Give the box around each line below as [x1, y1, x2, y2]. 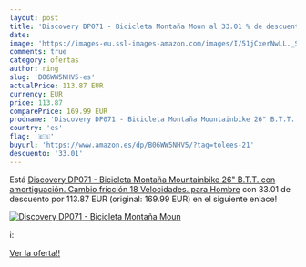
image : [9, 38, 35, 48]
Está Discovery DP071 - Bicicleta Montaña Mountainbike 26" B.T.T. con [9, 174, 276, 185]
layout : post [9, 13, 59, 23]
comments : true [9, 47, 67, 56]
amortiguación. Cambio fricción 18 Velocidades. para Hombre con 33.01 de [9, 183, 291, 194]
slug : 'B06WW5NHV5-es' [9, 73, 96, 82]
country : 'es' [9, 124, 64, 133]
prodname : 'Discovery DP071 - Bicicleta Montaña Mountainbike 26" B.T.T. [9, 115, 296, 124]
